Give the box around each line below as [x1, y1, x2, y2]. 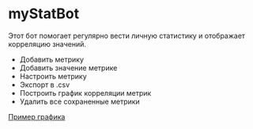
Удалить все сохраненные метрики [19, 97, 140, 106]
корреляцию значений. [8, 39, 87, 48]
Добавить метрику [19, 55, 85, 64]
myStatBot [8, 5, 80, 23]
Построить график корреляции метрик [19, 88, 152, 97]
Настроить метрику [19, 71, 87, 81]
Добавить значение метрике [19, 63, 118, 72]
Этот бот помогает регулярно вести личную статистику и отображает [8, 31, 246, 40]
